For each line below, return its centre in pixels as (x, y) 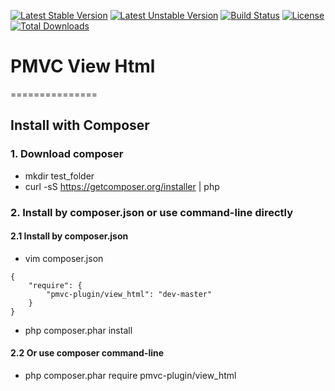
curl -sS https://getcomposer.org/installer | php (122, 186)
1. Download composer (67, 154)
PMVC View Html (83, 66)
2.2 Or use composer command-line (87, 353)
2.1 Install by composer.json (69, 236)
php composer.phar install (78, 330)
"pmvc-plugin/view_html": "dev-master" (129, 294)
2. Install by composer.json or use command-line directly (151, 212)
